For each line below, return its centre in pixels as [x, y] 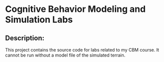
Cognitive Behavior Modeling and [75, 9]
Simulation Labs [39, 20]
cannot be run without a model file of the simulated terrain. [65, 55]
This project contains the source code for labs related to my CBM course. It [82, 50]
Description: [25, 38]
